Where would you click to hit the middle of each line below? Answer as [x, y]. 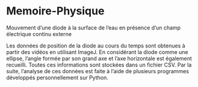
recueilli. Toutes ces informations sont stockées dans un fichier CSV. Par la [99, 65]
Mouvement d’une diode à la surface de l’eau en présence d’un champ [94, 28]
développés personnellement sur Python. [57, 77]
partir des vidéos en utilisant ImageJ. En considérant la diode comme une [97, 52]
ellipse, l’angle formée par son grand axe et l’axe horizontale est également [99, 58]
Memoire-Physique [55, 11]
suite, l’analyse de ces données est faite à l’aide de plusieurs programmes [98, 71]
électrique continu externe [39, 34]
